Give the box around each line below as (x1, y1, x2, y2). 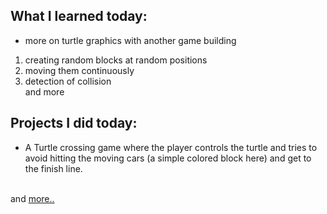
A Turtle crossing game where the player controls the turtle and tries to (24, 141, 318, 153)
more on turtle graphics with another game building (24, 34, 237, 46)
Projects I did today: (10, 115, 138, 132)
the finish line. (24, 162, 83, 174)
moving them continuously (24, 64, 135, 76)
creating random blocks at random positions (24, 54, 208, 66)
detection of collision (24, 75, 112, 87)
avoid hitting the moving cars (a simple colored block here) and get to (24, 152, 312, 164)
